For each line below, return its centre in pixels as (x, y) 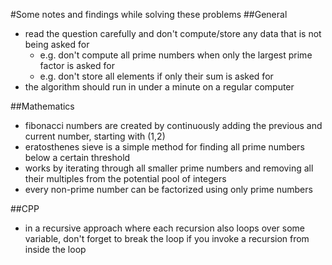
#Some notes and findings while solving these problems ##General (149, 14)
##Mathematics (42, 106)
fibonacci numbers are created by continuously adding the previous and (173, 125)
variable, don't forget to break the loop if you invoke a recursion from (167, 238)
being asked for (57, 44)
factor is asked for (77, 65)
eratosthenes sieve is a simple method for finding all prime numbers (164, 147)
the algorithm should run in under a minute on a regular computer (159, 87)
